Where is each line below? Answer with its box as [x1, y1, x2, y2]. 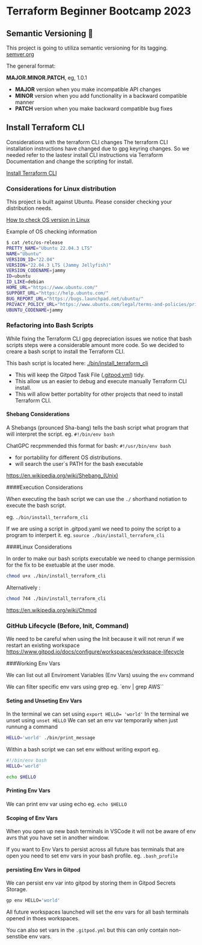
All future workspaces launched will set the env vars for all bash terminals [6, 908, 189, 915]
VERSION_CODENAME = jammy [6, 267, 66, 274]
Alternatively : [6, 584, 41, 591]
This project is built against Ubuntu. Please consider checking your [6, 198, 173, 206]
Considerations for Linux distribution [6, 184, 116, 192]
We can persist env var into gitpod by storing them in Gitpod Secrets [6, 879, 176, 886]
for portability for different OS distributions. [14, 454, 122, 461]
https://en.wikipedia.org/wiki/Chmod [6, 606, 97, 614]
